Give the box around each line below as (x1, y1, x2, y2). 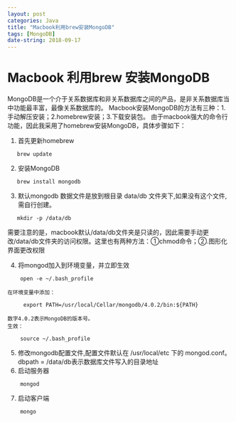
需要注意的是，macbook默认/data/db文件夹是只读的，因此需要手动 (7, 228, 203, 237)
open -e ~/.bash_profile (20, 275, 94, 283)
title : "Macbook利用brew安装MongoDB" (7, 23, 115, 31)
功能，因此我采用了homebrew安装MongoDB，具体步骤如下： (7, 122, 186, 130)
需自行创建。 (17, 201, 55, 209)
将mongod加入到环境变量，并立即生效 (17, 261, 130, 270)
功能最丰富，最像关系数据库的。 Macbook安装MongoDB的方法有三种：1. (13, 104, 226, 112)
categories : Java (7, 17, 59, 24)
